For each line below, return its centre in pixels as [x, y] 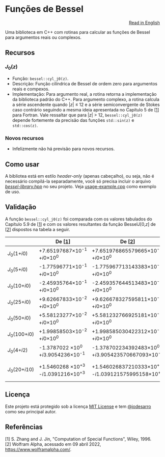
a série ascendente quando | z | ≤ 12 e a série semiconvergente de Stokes [86, 105]
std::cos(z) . [25, 125]
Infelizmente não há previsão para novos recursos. [63, 149]
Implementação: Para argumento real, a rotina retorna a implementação [84, 94]
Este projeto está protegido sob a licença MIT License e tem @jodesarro [78, 406]
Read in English [144, 23]
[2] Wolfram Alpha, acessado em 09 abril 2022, [53, 444]
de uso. [13, 192]
